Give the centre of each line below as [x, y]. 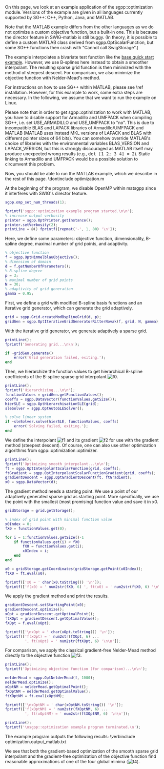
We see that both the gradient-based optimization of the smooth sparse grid [82, 751]
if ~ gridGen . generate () [29, 353]
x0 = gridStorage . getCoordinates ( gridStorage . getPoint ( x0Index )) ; [74, 569]
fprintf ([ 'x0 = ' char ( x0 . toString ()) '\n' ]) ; [53, 582]
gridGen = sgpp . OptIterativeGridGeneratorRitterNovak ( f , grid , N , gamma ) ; [83, 322]
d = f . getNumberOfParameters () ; [38, 266]
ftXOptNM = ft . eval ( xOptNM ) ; [35, 696]
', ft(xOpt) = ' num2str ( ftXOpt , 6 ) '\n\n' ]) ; [73, 641]
